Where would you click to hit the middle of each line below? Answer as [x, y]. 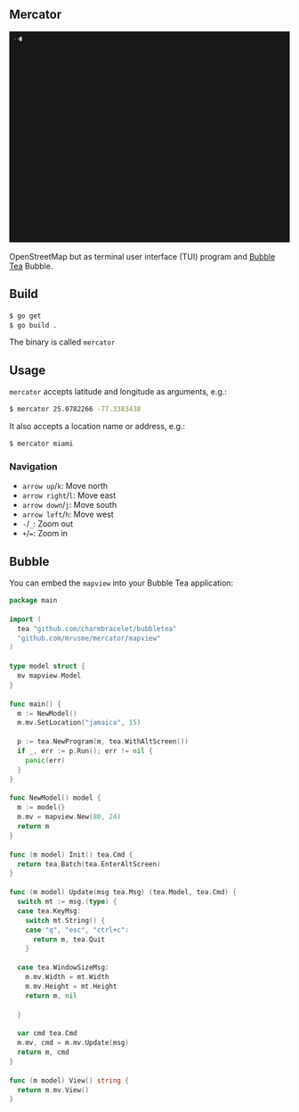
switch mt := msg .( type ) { [67, 902]
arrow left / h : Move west [68, 515]
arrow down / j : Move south [69, 505]
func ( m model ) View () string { [69, 1080]
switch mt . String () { [65, 920]
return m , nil [51, 996]
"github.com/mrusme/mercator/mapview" [89, 638]
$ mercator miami [41, 444]
